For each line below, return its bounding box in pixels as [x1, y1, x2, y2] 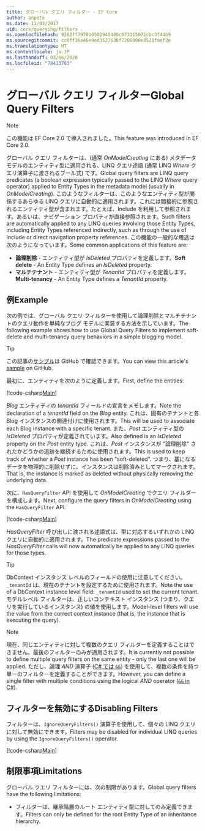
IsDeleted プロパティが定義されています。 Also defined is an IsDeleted [6, 433, 182, 440]
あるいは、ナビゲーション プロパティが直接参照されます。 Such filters [16, 213, 191, 220]
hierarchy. [15, 818, 41, 825]
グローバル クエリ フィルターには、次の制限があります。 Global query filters [6, 783, 196, 791]
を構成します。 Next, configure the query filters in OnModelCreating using [6, 497, 192, 504]
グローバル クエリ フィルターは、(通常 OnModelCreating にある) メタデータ [6, 154, 197, 162]
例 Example [6, 294, 48, 305]
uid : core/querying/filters [6, 26, 78, 32]
